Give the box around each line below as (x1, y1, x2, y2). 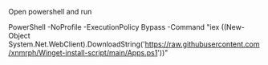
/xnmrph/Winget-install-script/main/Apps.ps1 (8, 48, 158, 57)
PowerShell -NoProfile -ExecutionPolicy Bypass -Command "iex (8, 22, 220, 31)
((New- (221, 22, 245, 31)
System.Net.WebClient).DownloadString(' (8, 39, 146, 49)
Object (8, 31, 30, 40)
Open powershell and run (8, 7, 92, 16)
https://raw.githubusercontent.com (144, 39, 260, 49)
